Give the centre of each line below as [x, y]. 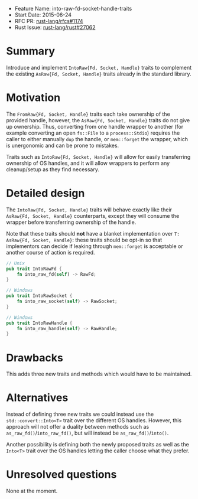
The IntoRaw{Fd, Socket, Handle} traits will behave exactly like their [89, 210]
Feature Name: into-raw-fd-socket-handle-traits [73, 9]
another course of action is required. [51, 252]
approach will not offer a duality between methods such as [78, 427]
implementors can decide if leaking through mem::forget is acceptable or [95, 246]
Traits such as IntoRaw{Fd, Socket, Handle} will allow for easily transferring [98, 156]
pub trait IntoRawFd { [34, 269]
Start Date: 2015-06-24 [43, 15]
